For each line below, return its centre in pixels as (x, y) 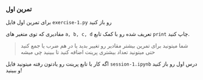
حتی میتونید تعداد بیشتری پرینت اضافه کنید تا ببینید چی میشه (88, 52)
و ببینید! (14, 70)
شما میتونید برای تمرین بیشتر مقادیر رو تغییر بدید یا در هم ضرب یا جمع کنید (104, 46)
